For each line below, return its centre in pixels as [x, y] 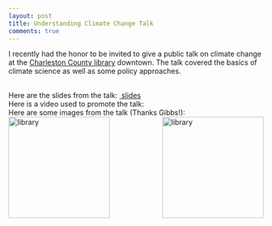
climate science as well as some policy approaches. [95, 71]
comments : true [34, 31]
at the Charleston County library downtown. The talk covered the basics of [133, 62]
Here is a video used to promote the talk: [76, 104]
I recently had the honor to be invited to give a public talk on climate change [135, 54]
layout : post [30, 16]
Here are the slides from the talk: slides [75, 96]
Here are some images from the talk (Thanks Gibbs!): [97, 113]
